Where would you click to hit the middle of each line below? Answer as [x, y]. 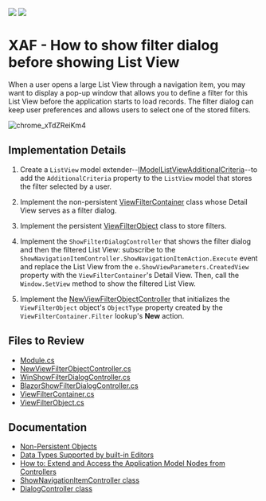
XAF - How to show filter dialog [113, 46]
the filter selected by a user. [66, 186]
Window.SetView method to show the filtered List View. [108, 284]
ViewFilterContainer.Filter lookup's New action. [102, 315]
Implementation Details [67, 150]
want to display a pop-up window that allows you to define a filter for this [128, 92]
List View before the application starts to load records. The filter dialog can [131, 101]
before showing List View [94, 63]
